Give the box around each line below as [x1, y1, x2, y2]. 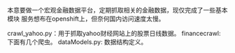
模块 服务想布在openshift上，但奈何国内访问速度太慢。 [7, 14, 165, 23]
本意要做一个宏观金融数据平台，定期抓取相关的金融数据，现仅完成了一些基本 [7, 6, 228, 14]
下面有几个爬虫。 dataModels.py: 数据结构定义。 [7, 38, 148, 46]
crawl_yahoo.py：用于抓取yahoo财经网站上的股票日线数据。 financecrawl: [7, 30, 221, 37]
